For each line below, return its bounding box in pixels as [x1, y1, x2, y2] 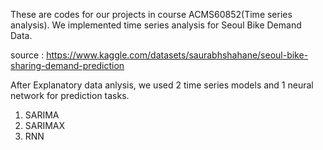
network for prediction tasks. [10, 90, 130, 101]
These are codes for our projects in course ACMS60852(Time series [10, 9, 293, 20]
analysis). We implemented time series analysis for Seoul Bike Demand [10, 19, 302, 31]
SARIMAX [24, 120, 66, 131]
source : [10, 49, 45, 61]
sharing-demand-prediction [10, 60, 125, 71]
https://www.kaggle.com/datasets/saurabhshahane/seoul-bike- [46, 49, 309, 61]
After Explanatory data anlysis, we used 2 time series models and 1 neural [10, 79, 314, 91]
